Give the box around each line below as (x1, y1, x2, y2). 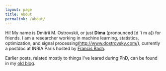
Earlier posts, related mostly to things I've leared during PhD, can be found (5, 55, 158, 61)
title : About (5, 12, 32, 17)
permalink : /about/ (5, 16, 46, 21)
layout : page (5, 7, 32, 12)
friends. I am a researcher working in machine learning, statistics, (5, 35, 139, 41)
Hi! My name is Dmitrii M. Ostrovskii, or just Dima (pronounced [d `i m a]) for (5, 30, 161, 36)
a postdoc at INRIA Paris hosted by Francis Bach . (5, 45, 106, 52)
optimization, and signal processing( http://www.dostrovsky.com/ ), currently (5, 40, 161, 46)
